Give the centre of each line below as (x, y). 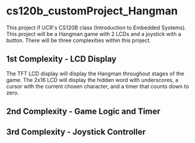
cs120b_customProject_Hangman (92, 11)
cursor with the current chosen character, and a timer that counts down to (97, 86)
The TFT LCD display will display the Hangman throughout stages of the (95, 74)
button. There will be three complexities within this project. (79, 40)
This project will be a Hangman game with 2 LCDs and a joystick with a (94, 34)
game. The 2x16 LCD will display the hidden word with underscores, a (92, 80)
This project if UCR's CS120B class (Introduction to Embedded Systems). (96, 28)
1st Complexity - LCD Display (61, 59)
